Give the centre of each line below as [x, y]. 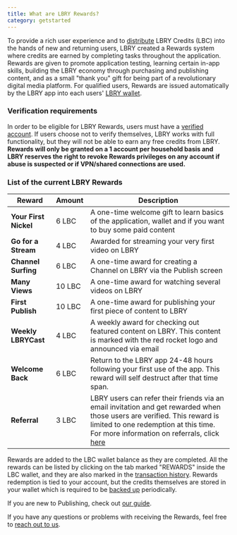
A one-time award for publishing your [153, 302]
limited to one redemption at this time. [153, 425]
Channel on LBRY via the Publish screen [157, 271]
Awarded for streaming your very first [153, 242]
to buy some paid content [133, 230]
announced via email [125, 349]
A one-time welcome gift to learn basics [157, 212]
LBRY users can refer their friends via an [157, 398]
